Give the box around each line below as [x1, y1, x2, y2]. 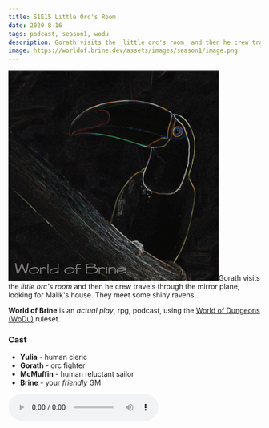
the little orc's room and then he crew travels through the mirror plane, [8, 281, 240, 292]
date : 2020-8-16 [8, 21, 62, 30]
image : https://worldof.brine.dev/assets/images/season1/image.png [8, 46, 239, 55]
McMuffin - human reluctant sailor [19, 369, 134, 379]
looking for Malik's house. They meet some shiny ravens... [8, 290, 201, 300]
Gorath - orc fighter [19, 361, 86, 370]
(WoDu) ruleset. [8, 314, 61, 324]
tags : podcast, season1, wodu [8, 30, 110, 38]
